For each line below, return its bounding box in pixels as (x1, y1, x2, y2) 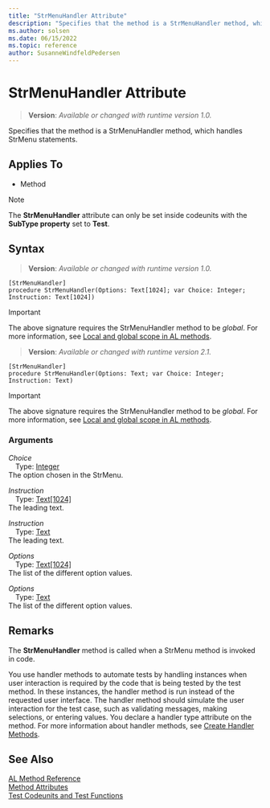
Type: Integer (15, 461, 60, 471)
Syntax (8, 242, 45, 256)
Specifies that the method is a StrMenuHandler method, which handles (8, 125, 243, 135)
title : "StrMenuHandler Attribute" (8, 11, 128, 20)
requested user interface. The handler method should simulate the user (8, 695, 245, 704)
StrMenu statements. (8, 134, 78, 144)
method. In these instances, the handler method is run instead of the (8, 687, 235, 696)
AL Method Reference (8, 773, 81, 784)
